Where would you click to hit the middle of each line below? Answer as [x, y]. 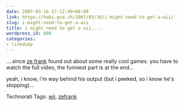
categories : [21, 39]
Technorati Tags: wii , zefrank [42, 96]
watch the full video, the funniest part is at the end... [70, 67]
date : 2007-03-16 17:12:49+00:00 [47, 11]
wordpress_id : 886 [29, 34]
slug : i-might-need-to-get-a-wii [47, 22]
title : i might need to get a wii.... [54, 28]
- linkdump [20, 45]
